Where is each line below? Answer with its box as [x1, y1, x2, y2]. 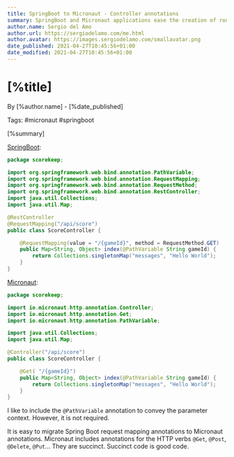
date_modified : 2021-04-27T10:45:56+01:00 [7, 50, 132, 57]
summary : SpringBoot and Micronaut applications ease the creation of [7, 17, 217, 24]
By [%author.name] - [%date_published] [7, 102, 123, 110]
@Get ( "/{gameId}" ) [19, 368, 77, 375]
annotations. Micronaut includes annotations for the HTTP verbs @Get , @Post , [7, 435, 226, 443]
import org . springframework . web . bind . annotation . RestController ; [7, 188, 201, 195]
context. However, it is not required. [7, 414, 110, 422]
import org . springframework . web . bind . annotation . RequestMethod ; [7, 182, 198, 189]
